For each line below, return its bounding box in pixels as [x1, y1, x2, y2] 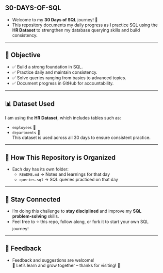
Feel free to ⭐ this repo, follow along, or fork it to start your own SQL [12, 219, 149, 225]
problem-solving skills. [12, 213, 59, 219]
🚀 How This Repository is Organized [5, 153, 116, 162]
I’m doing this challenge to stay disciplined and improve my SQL [12, 208, 142, 214]
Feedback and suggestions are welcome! [12, 257, 95, 263]
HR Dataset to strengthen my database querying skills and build [12, 27, 140, 33]
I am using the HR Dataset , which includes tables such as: [5, 115, 121, 121]
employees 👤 [12, 124, 36, 130]
